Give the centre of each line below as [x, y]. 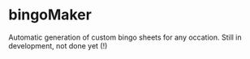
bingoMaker [50, 15]
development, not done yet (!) [58, 45]
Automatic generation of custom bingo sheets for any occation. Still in [125, 37]
